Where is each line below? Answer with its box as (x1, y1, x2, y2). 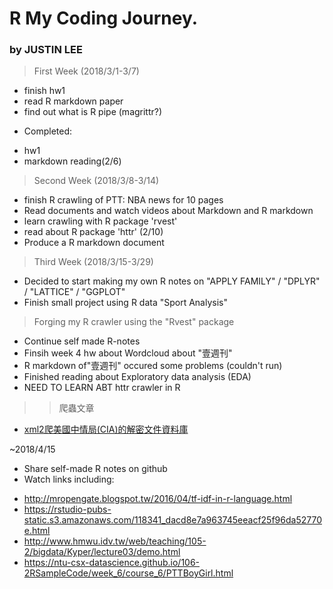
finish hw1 (23, 85, 66, 97)
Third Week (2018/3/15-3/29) (33, 256, 154, 268)
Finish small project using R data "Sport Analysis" (23, 297, 228, 309)
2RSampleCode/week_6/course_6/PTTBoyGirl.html (23, 567, 234, 579)
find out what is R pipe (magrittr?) (23, 106, 163, 118)
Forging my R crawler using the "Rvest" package (33, 316, 235, 328)
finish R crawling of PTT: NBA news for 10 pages (23, 194, 224, 206)
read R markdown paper (23, 95, 124, 107)
